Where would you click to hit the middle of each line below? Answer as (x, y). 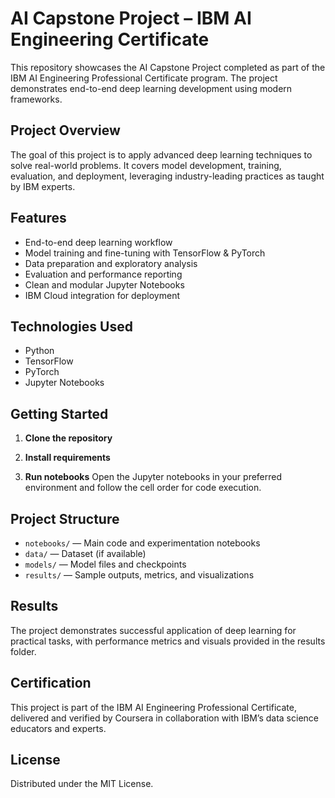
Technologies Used (71, 326)
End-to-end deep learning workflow (98, 242)
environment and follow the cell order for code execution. (143, 488)
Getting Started (59, 413)
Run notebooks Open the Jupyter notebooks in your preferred (153, 477)
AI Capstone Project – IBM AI (131, 18)
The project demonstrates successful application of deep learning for (153, 630)
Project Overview (65, 130)
